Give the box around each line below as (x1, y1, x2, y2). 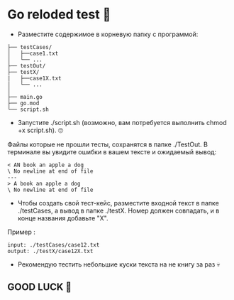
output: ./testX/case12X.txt (7, 247, 94, 255)
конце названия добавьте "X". (17, 213, 108, 223)
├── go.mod (7, 100, 40, 107)
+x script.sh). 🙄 (17, 126, 64, 134)
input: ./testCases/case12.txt (7, 241, 100, 248)
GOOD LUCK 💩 (7, 281, 72, 294)
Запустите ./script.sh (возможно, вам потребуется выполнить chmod (17, 118, 227, 127)
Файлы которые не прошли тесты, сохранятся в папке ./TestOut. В (7, 140, 208, 149)
